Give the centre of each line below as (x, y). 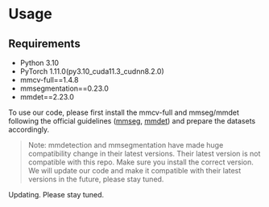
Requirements (44, 44)
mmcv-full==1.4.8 (49, 80)
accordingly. (29, 130)
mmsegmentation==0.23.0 (64, 88)
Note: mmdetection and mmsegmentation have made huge (126, 145)
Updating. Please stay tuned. (56, 195)
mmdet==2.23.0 (47, 97)
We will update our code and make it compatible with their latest (134, 170)
